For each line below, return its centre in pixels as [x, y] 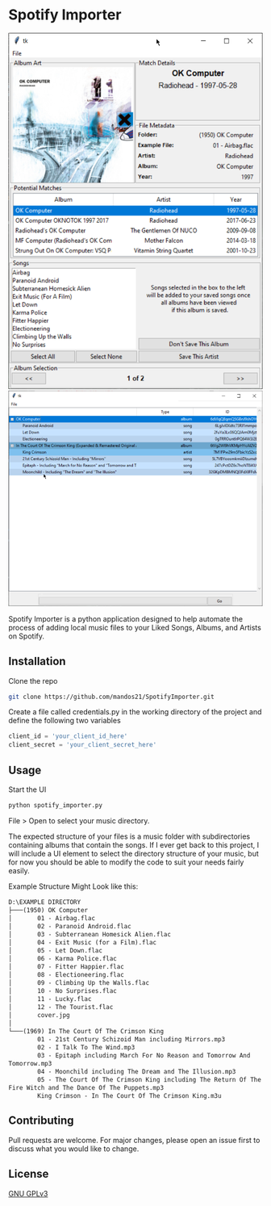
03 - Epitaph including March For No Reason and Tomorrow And [144, 1055]
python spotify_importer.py [56, 806]
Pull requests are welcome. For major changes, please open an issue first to [134, 1140]
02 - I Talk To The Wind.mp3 [86, 1047]
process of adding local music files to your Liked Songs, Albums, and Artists [135, 627]
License [29, 1174]
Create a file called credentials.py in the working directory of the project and [135, 712]
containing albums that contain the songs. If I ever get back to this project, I [134, 844]
